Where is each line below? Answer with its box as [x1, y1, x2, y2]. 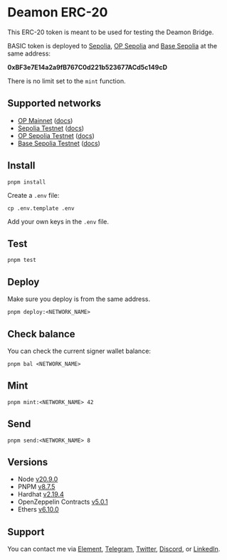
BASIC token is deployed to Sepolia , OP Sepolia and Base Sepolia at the [7, 41, 218, 50]
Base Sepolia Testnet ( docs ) [17, 139, 101, 147]
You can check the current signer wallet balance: [7, 347, 152, 355]
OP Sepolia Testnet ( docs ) [17, 131, 95, 139]
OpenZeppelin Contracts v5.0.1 [17, 497, 108, 506]
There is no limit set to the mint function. [7, 76, 126, 85]
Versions [7, 456, 48, 468]
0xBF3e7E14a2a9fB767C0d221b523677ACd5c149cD [7, 63, 168, 71]
